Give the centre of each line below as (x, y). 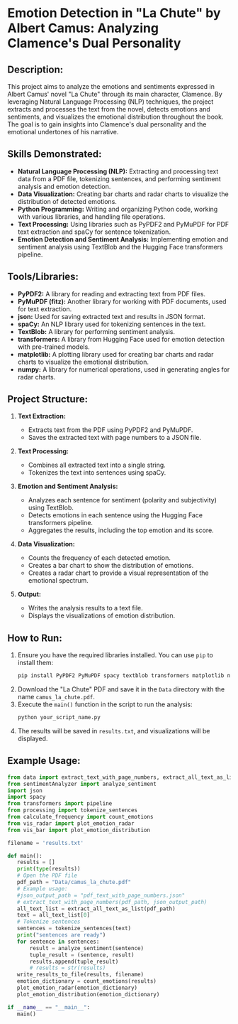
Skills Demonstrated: (55, 154)
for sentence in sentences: (58, 942)
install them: (35, 663)
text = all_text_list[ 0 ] (53, 915)
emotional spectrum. (58, 581)
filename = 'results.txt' (45, 843)
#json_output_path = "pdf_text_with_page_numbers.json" (101, 895)
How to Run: (35, 638)
